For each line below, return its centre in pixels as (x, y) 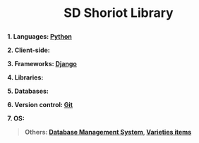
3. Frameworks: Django (42, 64)
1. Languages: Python (40, 37)
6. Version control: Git (40, 105)
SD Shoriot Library (119, 13)
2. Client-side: (29, 50)
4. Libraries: (25, 77)
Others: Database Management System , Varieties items (108, 132)
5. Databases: (28, 91)
